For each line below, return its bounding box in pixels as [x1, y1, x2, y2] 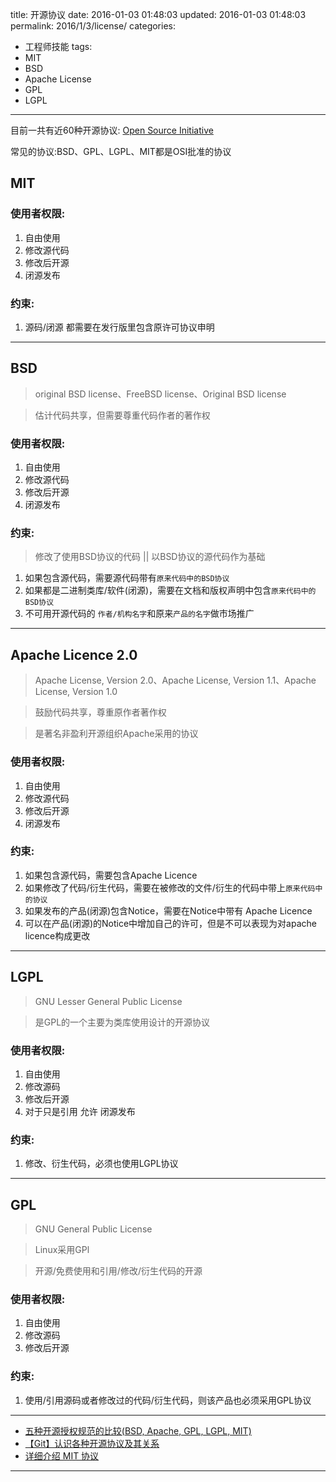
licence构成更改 [24, 929, 91, 942]
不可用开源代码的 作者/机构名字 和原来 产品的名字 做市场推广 [24, 608, 255, 620]
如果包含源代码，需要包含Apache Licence [24, 869, 198, 881]
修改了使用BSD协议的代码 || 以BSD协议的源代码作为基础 [34, 551, 266, 563]
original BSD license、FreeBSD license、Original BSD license [34, 388, 287, 400]
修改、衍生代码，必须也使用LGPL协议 [24, 1158, 179, 1170]
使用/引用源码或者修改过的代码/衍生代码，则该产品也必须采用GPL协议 [24, 1394, 312, 1406]
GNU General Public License [34, 1223, 153, 1235]
